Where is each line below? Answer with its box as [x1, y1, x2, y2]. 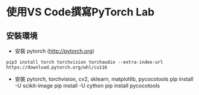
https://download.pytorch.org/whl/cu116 [6, 64, 108, 70]
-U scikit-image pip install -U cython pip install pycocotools [14, 82, 160, 89]
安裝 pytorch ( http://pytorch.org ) [14, 48, 95, 54]
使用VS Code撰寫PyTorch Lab [6, 5, 154, 19]
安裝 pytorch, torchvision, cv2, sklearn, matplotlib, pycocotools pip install [14, 76, 194, 83]
